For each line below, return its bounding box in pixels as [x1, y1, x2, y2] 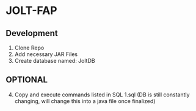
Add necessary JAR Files [14, 51, 78, 58]
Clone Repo [14, 44, 45, 51]
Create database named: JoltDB [14, 57, 95, 64]
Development [5, 28, 59, 38]
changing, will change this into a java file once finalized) [14, 97, 156, 104]
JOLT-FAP [5, 4, 57, 18]
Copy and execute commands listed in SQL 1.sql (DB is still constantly [14, 91, 190, 98]
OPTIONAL [5, 74, 48, 85]
